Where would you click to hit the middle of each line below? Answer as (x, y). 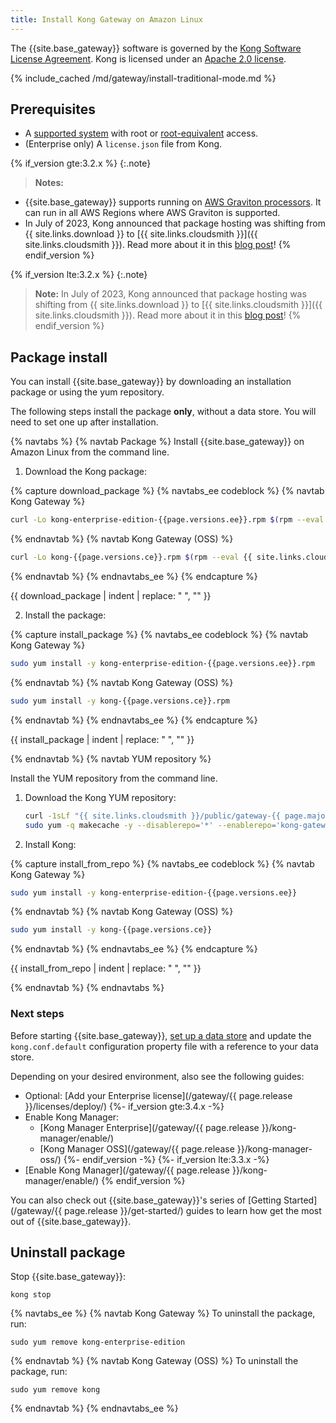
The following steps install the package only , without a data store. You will (163, 412)
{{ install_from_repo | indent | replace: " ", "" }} (106, 968)
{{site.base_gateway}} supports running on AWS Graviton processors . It (173, 202)
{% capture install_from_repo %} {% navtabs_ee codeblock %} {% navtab (162, 863)
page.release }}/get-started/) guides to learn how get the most (193, 1210)
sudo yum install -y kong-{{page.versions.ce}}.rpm (120, 701)
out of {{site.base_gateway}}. (71, 1221)
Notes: (49, 183)
